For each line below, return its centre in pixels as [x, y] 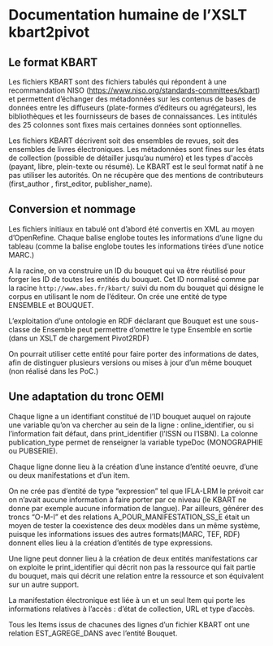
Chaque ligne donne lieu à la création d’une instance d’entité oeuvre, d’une [133, 466]
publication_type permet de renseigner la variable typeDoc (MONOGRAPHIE [136, 442]
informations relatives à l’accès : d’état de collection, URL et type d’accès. [132, 609]
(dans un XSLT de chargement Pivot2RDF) [79, 338]
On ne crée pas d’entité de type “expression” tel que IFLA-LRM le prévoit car [136, 491]
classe [19, 329]
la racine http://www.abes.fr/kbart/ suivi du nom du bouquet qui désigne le [136, 288]
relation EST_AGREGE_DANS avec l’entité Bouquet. [93, 633]
